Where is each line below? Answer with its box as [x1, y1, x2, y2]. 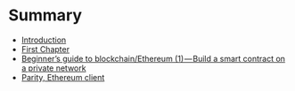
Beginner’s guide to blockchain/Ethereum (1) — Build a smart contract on [20, 53, 286, 64]
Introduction [20, 34, 67, 45]
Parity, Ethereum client [20, 72, 105, 82]
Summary [8, 5, 82, 26]
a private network [20, 63, 86, 73]
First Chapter [20, 43, 70, 54]
